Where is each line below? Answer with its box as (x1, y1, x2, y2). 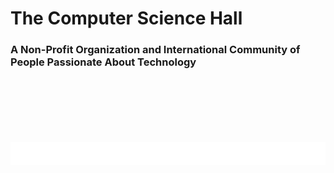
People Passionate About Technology (10, 55, 197, 69)
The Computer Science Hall (10, 7, 243, 30)
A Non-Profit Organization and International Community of (10, 43, 301, 57)
